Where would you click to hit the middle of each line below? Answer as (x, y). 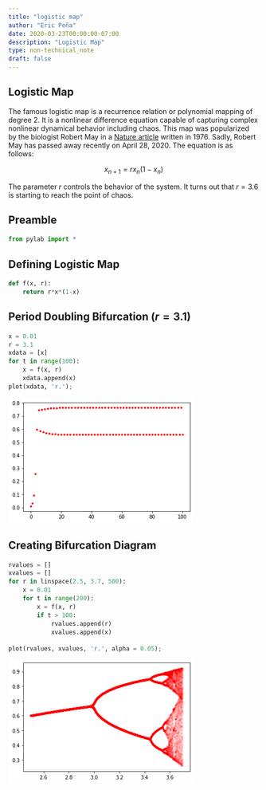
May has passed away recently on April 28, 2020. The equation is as (121, 145)
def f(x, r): (30, 284)
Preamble (33, 220)
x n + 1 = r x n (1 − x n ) (134, 170)
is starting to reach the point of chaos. (71, 195)
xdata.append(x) (50, 379)
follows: (21, 153)
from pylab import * (43, 239)
